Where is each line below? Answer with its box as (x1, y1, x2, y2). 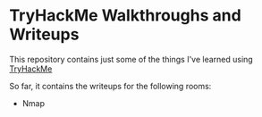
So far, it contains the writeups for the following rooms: (9, 80, 212, 91)
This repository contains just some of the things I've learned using (9, 54, 253, 64)
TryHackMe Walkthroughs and (9, 5, 241, 26)
